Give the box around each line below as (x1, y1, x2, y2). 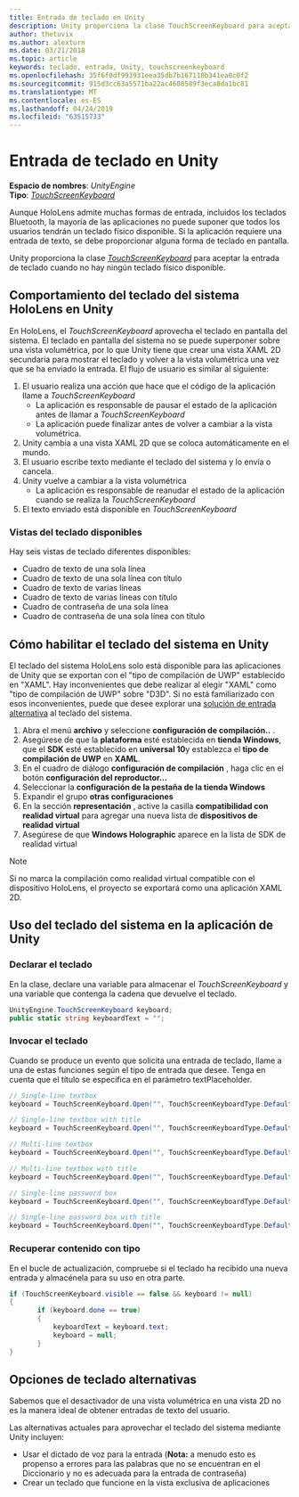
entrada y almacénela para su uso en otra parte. (9, 1272, 185, 1283)
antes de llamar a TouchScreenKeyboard (35, 409, 185, 420)
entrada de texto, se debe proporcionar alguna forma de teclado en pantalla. (9, 235, 289, 246)
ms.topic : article (9, 54, 77, 63)
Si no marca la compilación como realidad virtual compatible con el (9, 872, 255, 883)
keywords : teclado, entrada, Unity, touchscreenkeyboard (9, 63, 225, 72)
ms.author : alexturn (9, 37, 86, 47)
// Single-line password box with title (9, 1213, 162, 1222)
